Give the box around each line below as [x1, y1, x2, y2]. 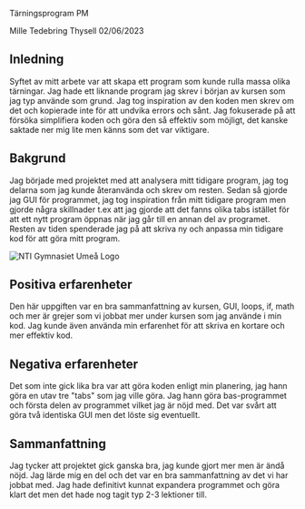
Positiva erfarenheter [9, 277, 133, 292]
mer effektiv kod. [9, 330, 74, 341]
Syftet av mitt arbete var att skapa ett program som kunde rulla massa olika [9, 76, 290, 87]
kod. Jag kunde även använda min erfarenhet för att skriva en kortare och [9, 321, 285, 331]
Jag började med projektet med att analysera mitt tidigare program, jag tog [9, 175, 289, 186]
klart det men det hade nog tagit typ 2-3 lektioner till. [9, 489, 207, 500]
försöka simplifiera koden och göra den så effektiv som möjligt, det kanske [9, 114, 289, 126]
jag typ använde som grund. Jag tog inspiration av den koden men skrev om [9, 95, 295, 106]
